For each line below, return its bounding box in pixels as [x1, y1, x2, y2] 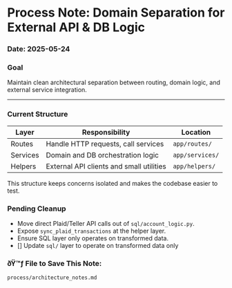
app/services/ [173, 151, 220, 159]
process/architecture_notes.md [7, 274, 97, 281]
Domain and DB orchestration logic [46, 150, 159, 160]
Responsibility [81, 127, 130, 137]
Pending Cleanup [7, 204, 67, 213]
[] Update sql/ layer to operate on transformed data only [17, 242, 179, 249]
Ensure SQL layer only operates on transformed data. [17, 234, 169, 242]
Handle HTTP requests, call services [46, 139, 164, 148]
